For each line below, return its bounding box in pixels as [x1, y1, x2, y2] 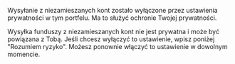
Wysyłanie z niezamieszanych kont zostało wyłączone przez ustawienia [7, 6, 219, 14]
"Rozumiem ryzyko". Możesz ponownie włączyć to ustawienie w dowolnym [7, 43, 228, 50]
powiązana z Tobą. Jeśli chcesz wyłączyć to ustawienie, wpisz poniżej [7, 35, 215, 43]
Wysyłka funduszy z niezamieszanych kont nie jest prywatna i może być [7, 28, 219, 36]
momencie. [7, 50, 41, 58]
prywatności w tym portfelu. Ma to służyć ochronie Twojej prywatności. [7, 14, 217, 22]
